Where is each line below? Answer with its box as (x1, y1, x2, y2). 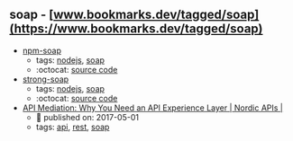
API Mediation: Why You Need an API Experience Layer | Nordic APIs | (22, 102, 284, 113)
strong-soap (22, 74, 69, 84)
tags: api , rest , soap (35, 121, 110, 132)
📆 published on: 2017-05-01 (35, 111, 140, 122)
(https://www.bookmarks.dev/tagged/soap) (9, 22, 263, 37)
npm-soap (22, 45, 61, 56)
